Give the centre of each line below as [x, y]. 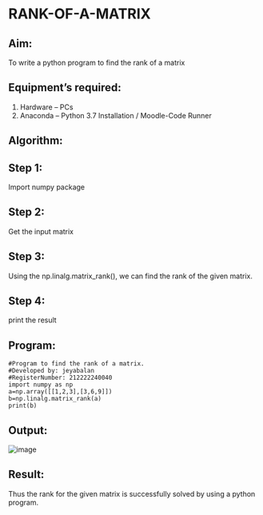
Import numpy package [47, 187]
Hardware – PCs [46, 107]
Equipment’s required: [65, 88]
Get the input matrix [41, 231]
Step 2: [27, 212]
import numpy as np [41, 385]
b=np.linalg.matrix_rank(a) [55, 399]
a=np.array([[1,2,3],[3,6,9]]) [60, 392]
